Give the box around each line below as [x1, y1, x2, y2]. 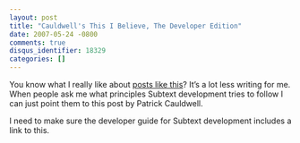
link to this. [9, 125, 50, 135]
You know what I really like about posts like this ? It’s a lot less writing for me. [9, 80, 291, 89]
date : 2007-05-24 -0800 [9, 29, 99, 38]
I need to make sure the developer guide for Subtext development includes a [9, 115, 292, 126]
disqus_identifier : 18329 [9, 46, 106, 55]
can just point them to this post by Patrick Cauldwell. [9, 98, 203, 108]
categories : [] [9, 55, 66, 63]
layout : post [9, 13, 58, 22]
